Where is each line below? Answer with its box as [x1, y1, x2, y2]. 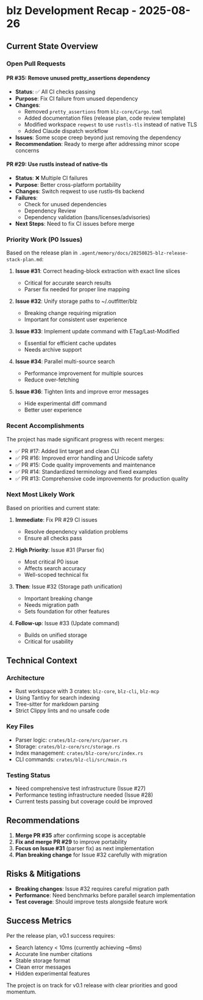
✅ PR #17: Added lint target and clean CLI [15, 447, 119, 455]
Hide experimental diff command [24, 400, 107, 407]
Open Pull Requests [6, 59, 66, 68]
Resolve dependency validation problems [24, 527, 129, 535]
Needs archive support [24, 346, 82, 353]
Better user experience [24, 407, 82, 414]
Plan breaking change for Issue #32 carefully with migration [15, 851, 168, 858]
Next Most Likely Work [6, 490, 75, 499]
